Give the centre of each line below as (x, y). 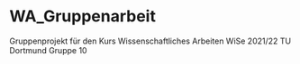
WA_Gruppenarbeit (82, 16)
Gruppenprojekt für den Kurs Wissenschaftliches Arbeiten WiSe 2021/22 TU (150, 41)
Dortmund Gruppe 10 (48, 50)
